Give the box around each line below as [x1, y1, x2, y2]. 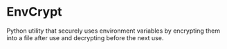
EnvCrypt [6, 4, 63, 20]
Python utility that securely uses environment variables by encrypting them [6, 27, 221, 35]
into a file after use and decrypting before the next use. [6, 33, 164, 42]
